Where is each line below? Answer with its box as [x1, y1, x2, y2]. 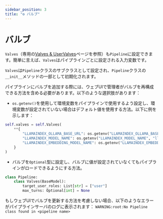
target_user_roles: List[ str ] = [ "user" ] [22, 183, 108, 189]
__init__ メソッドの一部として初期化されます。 [5, 73, 98, 79]
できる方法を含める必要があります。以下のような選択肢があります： [5, 90, 141, 96]
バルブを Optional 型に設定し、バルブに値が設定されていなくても [12, 159, 140, 164]
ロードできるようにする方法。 [25, 165, 85, 171]
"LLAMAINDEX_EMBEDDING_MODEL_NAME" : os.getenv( [22, 140, 120, 145]
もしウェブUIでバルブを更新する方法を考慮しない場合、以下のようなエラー [5, 198, 154, 203]
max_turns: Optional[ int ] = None [22, 188, 90, 193]
